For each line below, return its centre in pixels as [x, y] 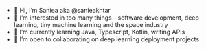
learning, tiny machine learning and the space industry [91, 25]
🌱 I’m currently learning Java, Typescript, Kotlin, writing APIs [99, 32]
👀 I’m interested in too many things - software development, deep [106, 18]
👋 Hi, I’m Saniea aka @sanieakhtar [62, 10]
